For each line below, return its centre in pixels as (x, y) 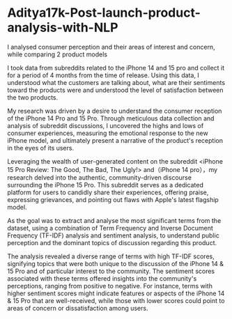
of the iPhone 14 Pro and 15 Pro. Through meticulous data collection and (111, 118)
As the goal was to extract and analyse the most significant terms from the (114, 220)
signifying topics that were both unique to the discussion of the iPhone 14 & (116, 263)
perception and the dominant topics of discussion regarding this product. (112, 242)
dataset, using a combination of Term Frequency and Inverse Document (110, 228)
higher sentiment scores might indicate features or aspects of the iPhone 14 (116, 293)
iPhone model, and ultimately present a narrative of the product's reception (115, 140)
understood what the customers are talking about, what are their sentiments (116, 82)
